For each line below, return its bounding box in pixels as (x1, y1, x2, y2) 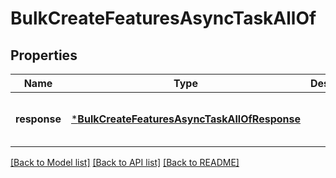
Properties (10, 47, 78, 64)
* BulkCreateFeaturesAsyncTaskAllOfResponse (70, 112, 302, 126)
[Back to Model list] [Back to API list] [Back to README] (10, 157, 240, 168)
